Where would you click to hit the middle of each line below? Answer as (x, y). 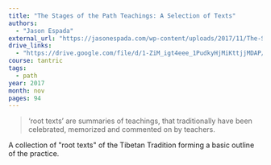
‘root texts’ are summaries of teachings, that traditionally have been (140, 121)
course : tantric (35, 61)
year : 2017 (27, 83)
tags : (17, 68)
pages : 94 (25, 98)
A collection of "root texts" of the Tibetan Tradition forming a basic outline (131, 145)
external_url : (32, 38)
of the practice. (34, 154)
